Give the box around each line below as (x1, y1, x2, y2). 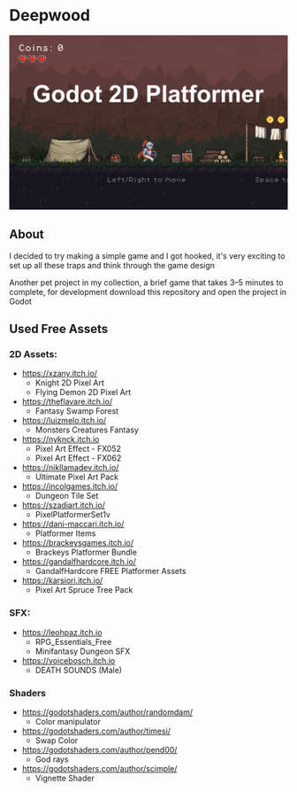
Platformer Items (34, 528, 96, 539)
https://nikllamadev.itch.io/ (21, 462, 119, 473)
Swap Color (34, 735, 79, 746)
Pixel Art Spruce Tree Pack (34, 585, 133, 595)
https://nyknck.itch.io (21, 434, 100, 445)
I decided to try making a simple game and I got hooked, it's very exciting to (9, 250, 286, 261)
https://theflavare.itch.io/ (21, 396, 113, 408)
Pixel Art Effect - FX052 (34, 444, 122, 454)
